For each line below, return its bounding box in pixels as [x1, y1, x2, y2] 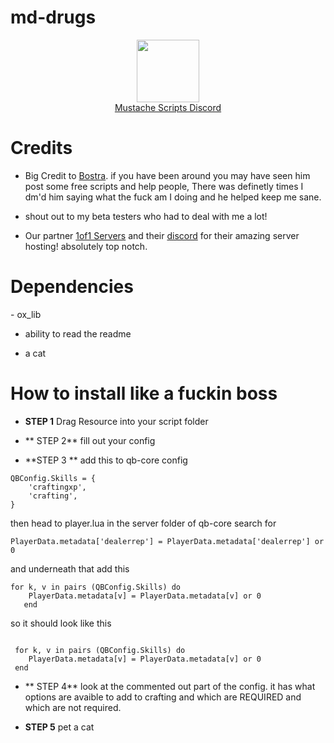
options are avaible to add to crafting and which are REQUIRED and [24, 691, 302, 703]
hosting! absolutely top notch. [24, 240, 148, 252]
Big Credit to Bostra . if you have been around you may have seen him [24, 169, 311, 181]
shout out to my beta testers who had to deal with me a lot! [24, 210, 268, 222]
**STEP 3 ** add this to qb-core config [24, 454, 188, 466]
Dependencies [10, 276, 134, 298]
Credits [10, 137, 73, 160]
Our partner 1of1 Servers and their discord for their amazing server [24, 229, 300, 241]
